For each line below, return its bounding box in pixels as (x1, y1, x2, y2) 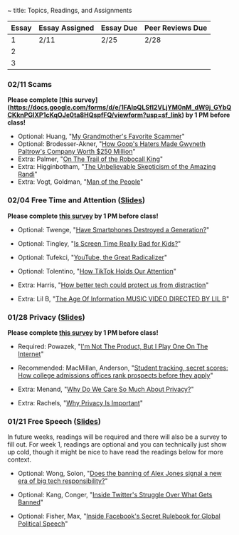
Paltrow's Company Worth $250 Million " (17, 147, 137, 156)
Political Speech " (17, 519, 68, 528)
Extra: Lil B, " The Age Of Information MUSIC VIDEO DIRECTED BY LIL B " (17, 294, 230, 303)
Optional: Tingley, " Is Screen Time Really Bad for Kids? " (17, 239, 181, 248)
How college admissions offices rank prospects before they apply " (17, 370, 213, 380)
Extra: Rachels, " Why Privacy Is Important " (17, 398, 144, 407)
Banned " (17, 498, 44, 507)
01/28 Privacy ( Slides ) (7, 312, 85, 322)
